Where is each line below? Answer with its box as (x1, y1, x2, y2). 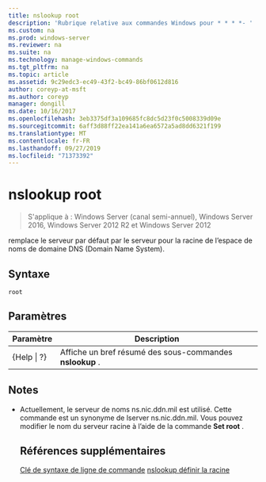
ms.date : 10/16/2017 (8, 108, 77, 116)
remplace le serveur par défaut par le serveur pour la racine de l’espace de (8, 235, 253, 246)
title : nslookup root (8, 11, 80, 20)
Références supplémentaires (19, 445, 166, 458)
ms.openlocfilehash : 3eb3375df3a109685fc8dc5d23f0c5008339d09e (8, 115, 222, 123)
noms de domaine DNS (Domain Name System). (8, 244, 165, 254)
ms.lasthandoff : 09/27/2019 (8, 144, 101, 152)
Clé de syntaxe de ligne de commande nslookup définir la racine (19, 465, 230, 475)
